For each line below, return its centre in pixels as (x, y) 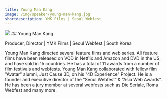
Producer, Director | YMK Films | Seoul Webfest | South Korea (69, 43)
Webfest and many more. (31, 90)
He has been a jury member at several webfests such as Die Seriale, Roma (82, 85)
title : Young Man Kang (29, 10)
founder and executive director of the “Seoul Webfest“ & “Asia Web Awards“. (84, 80)
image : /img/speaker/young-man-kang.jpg (48, 14)
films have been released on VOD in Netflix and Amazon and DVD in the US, (83, 58)
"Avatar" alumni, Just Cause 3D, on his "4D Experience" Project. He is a (79, 74)
